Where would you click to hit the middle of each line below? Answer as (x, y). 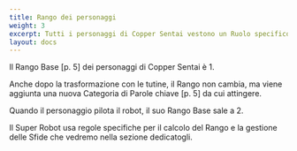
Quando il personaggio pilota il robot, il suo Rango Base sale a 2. (126, 110)
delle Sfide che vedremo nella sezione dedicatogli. (101, 137)
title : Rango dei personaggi (63, 17)
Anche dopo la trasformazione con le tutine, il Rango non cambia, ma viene (146, 84)
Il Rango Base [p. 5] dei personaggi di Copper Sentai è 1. (112, 67)
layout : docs (33, 42)
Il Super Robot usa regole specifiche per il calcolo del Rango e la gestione (144, 128)
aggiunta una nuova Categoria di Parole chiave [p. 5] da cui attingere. (136, 94)
